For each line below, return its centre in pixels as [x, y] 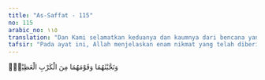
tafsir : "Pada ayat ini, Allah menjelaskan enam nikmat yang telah [121, 45]
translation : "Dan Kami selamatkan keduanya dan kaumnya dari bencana [127, 37]
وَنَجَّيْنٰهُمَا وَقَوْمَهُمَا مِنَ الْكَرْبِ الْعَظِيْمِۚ [63, 67]
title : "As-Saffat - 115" [50, 15]
